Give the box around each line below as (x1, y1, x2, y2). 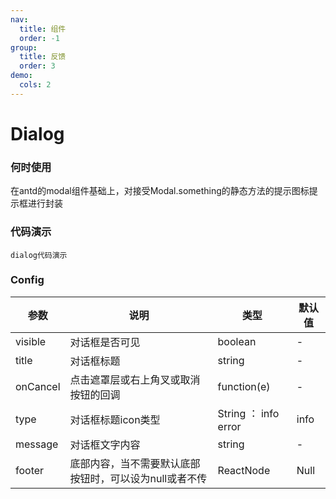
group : (10, 42, 38, 53)
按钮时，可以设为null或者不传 (69, 471, 208, 485)
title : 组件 (19, 24, 67, 34)
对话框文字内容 (69, 437, 141, 451)
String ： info (217, 406, 280, 420)
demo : (10, 71, 33, 81)
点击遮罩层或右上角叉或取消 (69, 372, 201, 386)
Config (10, 273, 45, 287)
